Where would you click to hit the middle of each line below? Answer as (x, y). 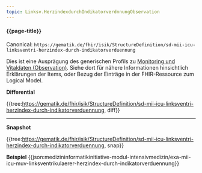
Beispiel (17, 157)
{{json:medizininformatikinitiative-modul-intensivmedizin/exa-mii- (109, 157)
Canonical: (20, 44)
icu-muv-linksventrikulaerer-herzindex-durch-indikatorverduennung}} (93, 163)
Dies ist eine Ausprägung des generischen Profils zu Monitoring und (91, 61)
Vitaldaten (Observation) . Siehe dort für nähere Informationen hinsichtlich (97, 67)
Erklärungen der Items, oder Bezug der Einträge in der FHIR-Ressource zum (100, 74)
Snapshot (19, 127)
